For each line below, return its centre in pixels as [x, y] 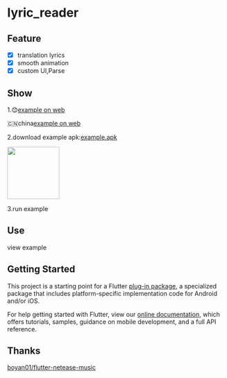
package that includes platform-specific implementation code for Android [112, 293]
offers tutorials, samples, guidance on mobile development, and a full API [112, 322]
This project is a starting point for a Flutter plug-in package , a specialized [112, 286]
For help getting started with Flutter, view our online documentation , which [114, 314]
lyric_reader [43, 13]
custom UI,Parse [41, 71]
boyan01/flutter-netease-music [51, 368]
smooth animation [43, 63]
